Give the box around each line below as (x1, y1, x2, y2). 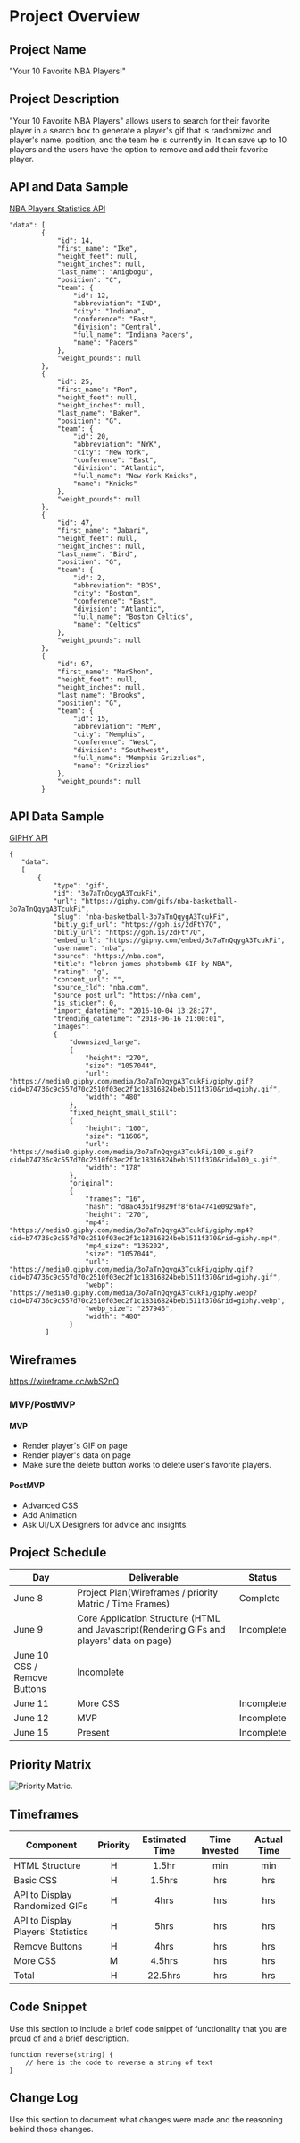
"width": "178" (85, 1163, 142, 1172)
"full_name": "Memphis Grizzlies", (72, 753, 205, 762)
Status (248, 1572, 278, 1584)
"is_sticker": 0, (53, 999, 118, 1008)
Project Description (9, 91, 120, 107)
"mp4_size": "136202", (85, 1242, 170, 1251)
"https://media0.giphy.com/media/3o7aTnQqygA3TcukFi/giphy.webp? (9, 1289, 257, 1298)
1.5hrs (150, 1874, 179, 1887)
